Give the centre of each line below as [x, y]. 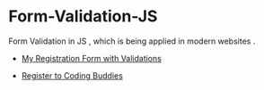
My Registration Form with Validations [92, 58]
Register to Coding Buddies [72, 75]
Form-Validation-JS [83, 16]
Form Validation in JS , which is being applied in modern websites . [132, 41]
